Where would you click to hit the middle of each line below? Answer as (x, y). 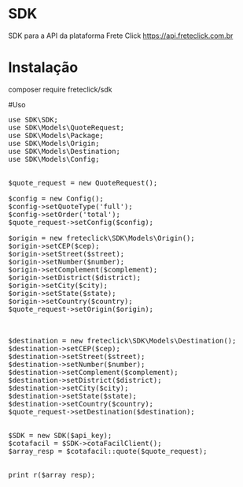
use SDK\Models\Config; (54, 159)
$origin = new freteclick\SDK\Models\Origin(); (101, 238)
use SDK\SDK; (33, 120)
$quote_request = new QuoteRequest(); (83, 183)
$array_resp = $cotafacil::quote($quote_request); (108, 451)
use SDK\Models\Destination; (64, 151)
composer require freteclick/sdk (60, 89)
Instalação (43, 67)
